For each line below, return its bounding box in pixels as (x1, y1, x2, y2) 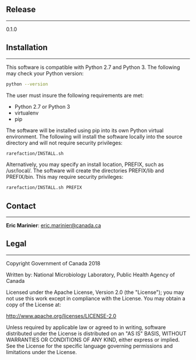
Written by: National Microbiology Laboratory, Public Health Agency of (6, 271, 175, 278)
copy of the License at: (6, 301, 61, 308)
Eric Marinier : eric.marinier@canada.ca (6, 222, 101, 229)
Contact (6, 201, 36, 211)
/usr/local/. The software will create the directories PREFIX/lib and (6, 167, 164, 174)
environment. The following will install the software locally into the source (6, 133, 183, 140)
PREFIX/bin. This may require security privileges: (6, 174, 124, 181)
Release (6, 5, 36, 15)
